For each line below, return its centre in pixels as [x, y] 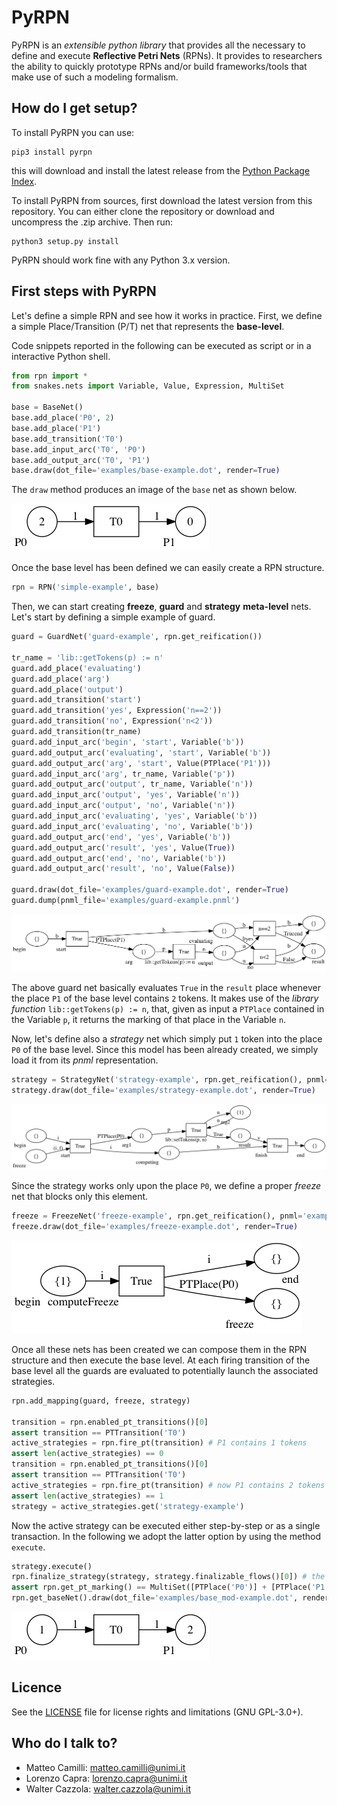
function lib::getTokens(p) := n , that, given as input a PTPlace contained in [168, 1009]
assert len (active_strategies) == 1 [87, 1496]
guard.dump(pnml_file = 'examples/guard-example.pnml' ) [126, 901]
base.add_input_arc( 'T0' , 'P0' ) [78, 449]
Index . [24, 181]
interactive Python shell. [61, 356]
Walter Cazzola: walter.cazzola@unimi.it [108, 1788]
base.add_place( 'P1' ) [56, 428]
